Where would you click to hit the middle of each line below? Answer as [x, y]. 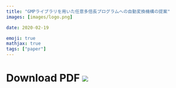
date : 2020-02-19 [28, 28]
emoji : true [21, 38]
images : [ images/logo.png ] [39, 17]
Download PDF [43, 78]
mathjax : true [24, 44]
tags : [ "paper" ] [26, 49]
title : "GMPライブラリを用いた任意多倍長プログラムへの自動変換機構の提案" [88, 11]
